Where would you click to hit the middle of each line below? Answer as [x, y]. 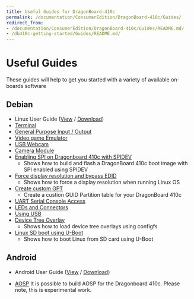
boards [15, 86]
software [35, 86]
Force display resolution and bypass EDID [66, 175]
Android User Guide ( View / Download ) [62, 272]
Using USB [28, 213]
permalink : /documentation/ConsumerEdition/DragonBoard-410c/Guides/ [94, 17]
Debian [20, 105]
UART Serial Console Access [50, 201]
